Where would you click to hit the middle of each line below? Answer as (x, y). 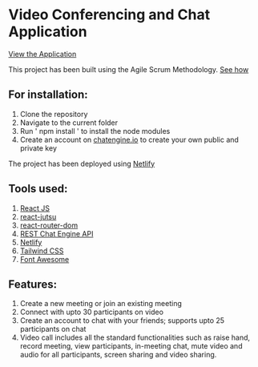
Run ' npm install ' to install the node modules (95, 131)
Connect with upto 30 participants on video (92, 312)
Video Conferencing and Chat (109, 15)
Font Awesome (44, 259)
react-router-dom (49, 225)
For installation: (48, 95)
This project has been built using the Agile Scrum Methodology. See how (129, 69)
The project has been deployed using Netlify (82, 163)
